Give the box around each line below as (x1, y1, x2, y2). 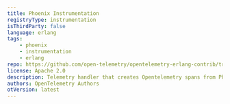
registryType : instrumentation (7, 16, 97, 23)
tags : (7, 36, 23, 42)
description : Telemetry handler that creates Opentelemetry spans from (7, 73, 216, 81)
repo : (7, 61, 23, 68)
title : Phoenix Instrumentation (7, 10, 99, 17)
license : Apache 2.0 (7, 67, 66, 74)
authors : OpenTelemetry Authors (7, 80, 99, 87)
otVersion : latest (7, 86, 60, 93)
